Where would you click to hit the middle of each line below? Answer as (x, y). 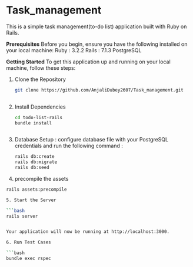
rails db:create (34, 157)
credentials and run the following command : (69, 146)
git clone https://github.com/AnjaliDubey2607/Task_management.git (99, 90)
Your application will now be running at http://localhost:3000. (88, 232)
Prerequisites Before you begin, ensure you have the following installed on (97, 44)
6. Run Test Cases (29, 242)
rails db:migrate (36, 162)
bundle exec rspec (29, 259)
